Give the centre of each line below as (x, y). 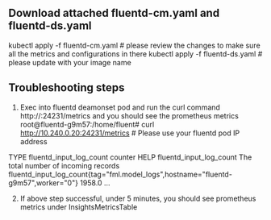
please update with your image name (70, 62)
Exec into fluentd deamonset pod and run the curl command (120, 107)
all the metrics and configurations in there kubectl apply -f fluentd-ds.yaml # (135, 54)
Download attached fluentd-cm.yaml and (114, 13)
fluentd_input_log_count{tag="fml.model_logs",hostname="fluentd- (120, 174)
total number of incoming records (64, 165)
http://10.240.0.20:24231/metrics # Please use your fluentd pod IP (130, 133)
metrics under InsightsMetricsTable (79, 207)
